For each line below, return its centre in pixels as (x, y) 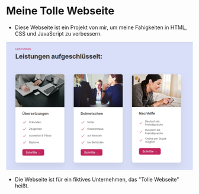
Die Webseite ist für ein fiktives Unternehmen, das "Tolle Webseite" (97, 179)
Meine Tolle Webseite (60, 11)
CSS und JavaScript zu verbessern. (58, 33)
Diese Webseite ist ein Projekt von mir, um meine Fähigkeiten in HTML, (101, 27)
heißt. (22, 186)
